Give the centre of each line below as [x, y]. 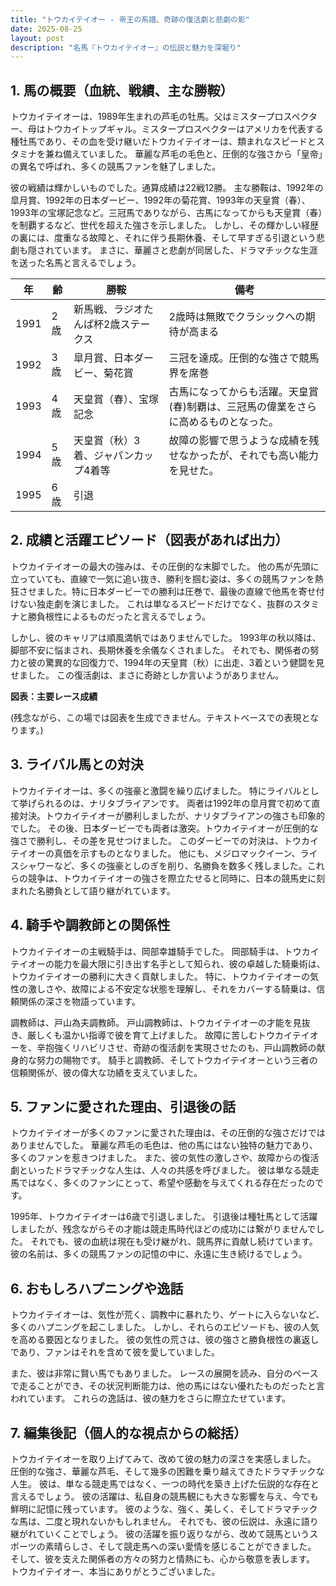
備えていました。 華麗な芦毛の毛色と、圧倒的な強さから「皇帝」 [192, 154]
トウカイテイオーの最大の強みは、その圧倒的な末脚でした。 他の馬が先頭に [165, 566]
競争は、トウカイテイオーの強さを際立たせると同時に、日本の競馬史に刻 [176, 878]
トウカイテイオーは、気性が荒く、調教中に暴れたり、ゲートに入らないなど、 [167, 1315]
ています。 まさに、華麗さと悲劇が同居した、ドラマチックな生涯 [185, 250]
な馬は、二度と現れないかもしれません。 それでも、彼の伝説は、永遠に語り [164, 1521]
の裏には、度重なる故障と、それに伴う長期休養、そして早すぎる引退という [163, 238]
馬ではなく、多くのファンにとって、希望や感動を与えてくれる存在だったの [163, 1183]
